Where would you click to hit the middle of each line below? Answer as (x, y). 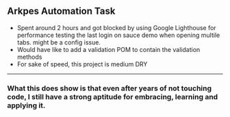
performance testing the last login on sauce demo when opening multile (118, 35)
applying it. (26, 105)
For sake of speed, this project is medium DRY (82, 64)
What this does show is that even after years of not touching (110, 88)
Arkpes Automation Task (61, 11)
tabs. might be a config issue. (59, 42)
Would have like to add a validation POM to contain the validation (108, 49)
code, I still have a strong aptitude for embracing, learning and (113, 96)
